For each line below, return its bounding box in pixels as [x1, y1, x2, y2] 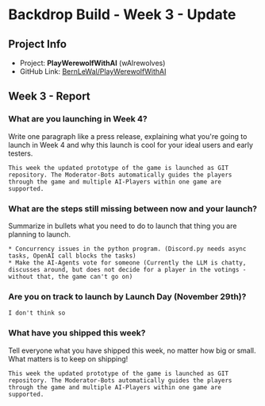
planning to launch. [8, 229, 71, 239]
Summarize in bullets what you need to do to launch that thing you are [8, 221, 237, 230]
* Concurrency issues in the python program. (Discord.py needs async [8, 245, 247, 253]
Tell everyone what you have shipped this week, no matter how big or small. [8, 346, 256, 355]
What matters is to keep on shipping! [8, 354, 129, 363]
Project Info [8, 37, 67, 51]
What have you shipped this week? [8, 327, 146, 338]
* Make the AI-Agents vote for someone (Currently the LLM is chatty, [8, 258, 247, 267]
